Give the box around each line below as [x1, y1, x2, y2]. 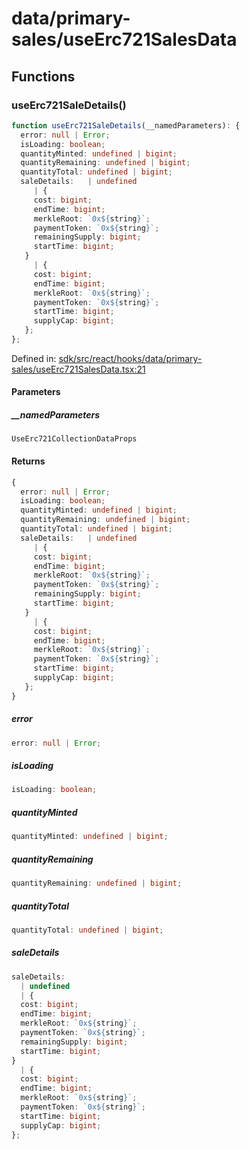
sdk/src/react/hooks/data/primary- [58, 352, 203, 364]
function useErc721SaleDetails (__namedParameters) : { [11, 120, 241, 131]
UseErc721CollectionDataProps [11, 434, 138, 444]
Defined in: [11, 352, 57, 364]
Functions [11, 68, 76, 85]
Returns [11, 455, 46, 467]
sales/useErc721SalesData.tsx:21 [11, 363, 146, 375]
